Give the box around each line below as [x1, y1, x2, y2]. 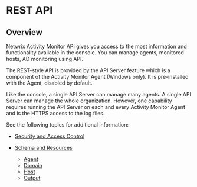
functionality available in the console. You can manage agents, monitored [6, 49, 185, 56]
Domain [23, 162, 42, 169]
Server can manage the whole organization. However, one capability [6, 97, 172, 104]
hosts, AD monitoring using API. [6, 56, 84, 62]
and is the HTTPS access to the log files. [6, 110, 105, 117]
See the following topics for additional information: [6, 121, 129, 128]
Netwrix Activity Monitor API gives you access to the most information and [6, 43, 187, 50]
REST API [6, 4, 53, 17]
